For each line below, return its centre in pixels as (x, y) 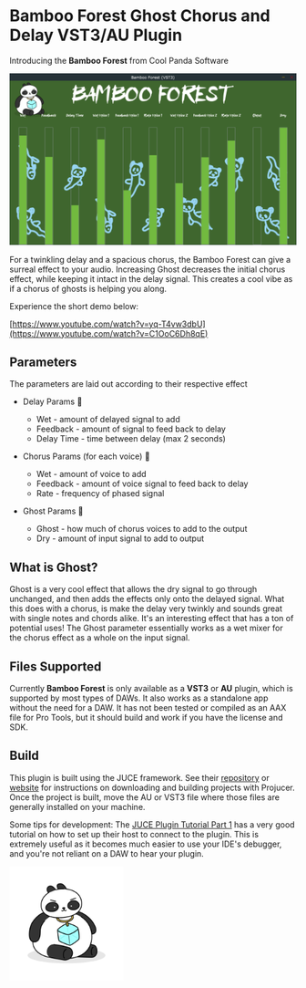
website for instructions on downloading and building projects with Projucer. (153, 787)
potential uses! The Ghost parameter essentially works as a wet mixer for (147, 628)
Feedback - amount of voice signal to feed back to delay (142, 484)
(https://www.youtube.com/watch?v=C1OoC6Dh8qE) (109, 333)
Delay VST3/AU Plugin (96, 35)
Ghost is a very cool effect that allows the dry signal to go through (133, 589)
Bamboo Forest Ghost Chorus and (140, 16)
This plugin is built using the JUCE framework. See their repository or (140, 777)
